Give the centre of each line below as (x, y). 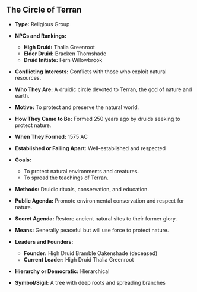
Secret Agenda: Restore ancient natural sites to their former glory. (96, 218)
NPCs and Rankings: (40, 36)
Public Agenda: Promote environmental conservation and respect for (99, 201)
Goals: (23, 160)
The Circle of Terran (44, 10)
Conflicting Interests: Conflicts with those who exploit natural (91, 72)
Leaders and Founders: (44, 241)
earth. (22, 95)
